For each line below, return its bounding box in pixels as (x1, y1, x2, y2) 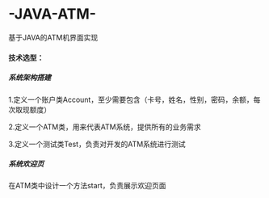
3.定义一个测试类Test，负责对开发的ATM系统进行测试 (8, 139, 186, 149)
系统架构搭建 (8, 73, 51, 82)
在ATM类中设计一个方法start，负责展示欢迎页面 (8, 181, 167, 191)
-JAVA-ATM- (8, 5, 97, 23)
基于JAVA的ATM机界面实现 (8, 32, 99, 42)
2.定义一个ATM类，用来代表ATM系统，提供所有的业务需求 (8, 122, 201, 132)
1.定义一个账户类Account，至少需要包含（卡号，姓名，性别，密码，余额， (8, 95, 254, 104)
